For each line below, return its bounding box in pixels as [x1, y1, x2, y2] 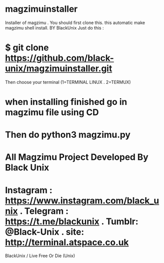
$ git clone [5, 42, 49, 53]
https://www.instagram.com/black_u [5, 195, 160, 206]
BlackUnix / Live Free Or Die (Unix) [5, 253, 75, 259]
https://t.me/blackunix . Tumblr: [5, 216, 139, 227]
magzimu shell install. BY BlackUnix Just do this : [5, 25, 104, 30]
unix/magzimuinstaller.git [5, 63, 113, 74]
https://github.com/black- [5, 53, 114, 64]
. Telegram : [19, 205, 69, 216]
